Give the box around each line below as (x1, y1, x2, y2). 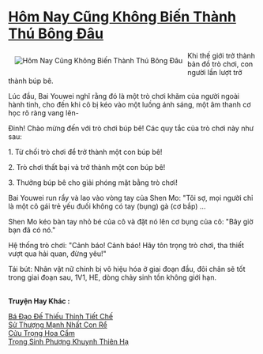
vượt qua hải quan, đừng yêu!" (8, 249, 107, 258)
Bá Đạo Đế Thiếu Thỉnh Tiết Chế (8, 311, 113, 321)
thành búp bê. (8, 76, 54, 85)
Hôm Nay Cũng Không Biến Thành (8, 8, 237, 26)
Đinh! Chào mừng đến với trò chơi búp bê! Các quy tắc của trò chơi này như (8, 123, 254, 133)
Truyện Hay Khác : (8, 296, 70, 306)
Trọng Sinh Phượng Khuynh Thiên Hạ (8, 337, 129, 346)
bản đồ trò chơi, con (187, 59, 254, 69)
